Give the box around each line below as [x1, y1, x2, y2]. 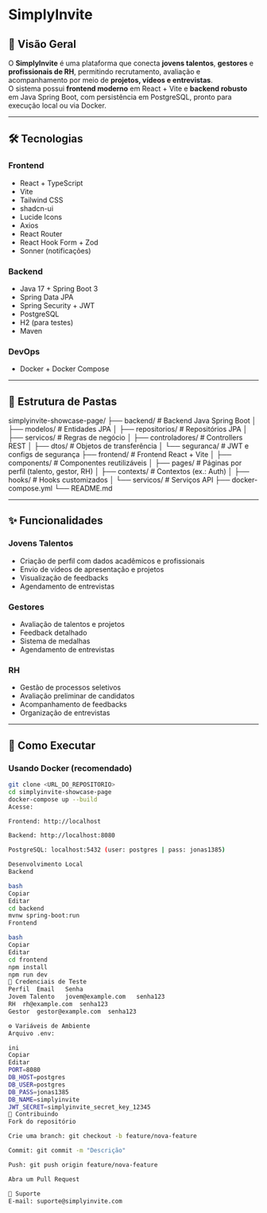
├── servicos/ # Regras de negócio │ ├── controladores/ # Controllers [8, 432, 243, 443]
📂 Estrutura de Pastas [8, 394, 118, 408]
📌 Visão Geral [8, 37, 77, 51]
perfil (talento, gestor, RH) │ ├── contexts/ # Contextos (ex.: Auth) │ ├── [8, 467, 250, 476]
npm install [8, 963, 48, 971]
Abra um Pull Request [8, 1175, 80, 1184]
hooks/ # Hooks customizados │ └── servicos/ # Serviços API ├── [8, 475, 230, 485]
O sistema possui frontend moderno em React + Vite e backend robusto [8, 84, 248, 93]
